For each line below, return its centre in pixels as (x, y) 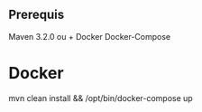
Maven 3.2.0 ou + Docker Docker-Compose (90, 36)
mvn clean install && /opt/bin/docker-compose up (101, 98)
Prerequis (37, 15)
